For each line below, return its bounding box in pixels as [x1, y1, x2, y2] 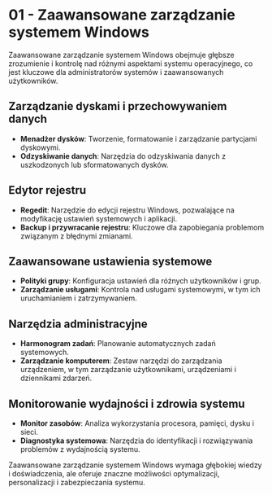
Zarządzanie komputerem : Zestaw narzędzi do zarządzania [19, 356, 222, 366]
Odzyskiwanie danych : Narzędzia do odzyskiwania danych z [19, 151, 226, 160]
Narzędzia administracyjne [8, 317, 148, 331]
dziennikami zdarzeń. [19, 373, 92, 383]
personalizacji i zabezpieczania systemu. [8, 478, 145, 487]
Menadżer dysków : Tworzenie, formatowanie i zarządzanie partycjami [19, 134, 257, 143]
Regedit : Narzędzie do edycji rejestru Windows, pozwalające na [19, 205, 235, 215]
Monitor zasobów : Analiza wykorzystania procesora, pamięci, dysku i [19, 418, 254, 428]
